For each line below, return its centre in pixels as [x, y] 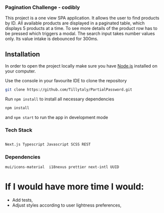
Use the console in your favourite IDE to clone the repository [66, 81]
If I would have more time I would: [75, 186]
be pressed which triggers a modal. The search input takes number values [80, 34]
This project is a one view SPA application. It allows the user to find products [82, 18]
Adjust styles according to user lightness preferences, [67, 205]
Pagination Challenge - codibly [43, 7]
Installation [23, 54]
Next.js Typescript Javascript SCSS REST [48, 144]
